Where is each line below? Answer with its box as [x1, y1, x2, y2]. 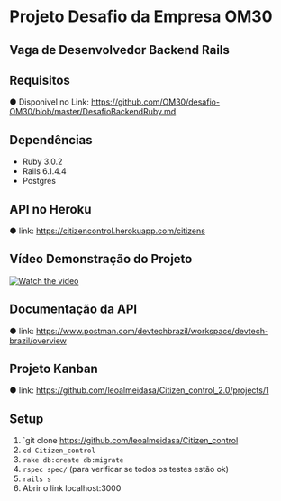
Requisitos [9, 72, 70, 87]
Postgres [22, 176, 57, 187]
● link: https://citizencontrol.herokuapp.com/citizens [9, 225, 205, 236]
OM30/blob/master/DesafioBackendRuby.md [9, 106, 177, 117]
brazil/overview [9, 335, 68, 346]
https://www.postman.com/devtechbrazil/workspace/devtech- [35, 325, 268, 336]
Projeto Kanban [9, 361, 99, 377]
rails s [22, 475, 51, 484]
